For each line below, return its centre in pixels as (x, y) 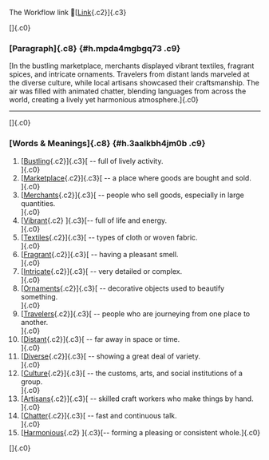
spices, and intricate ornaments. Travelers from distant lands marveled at (129, 74)
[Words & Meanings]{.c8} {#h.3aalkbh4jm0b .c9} (107, 144)
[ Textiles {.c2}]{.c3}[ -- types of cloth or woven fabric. (109, 237)
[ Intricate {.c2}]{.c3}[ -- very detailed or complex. (101, 271)
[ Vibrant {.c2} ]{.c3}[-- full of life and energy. (94, 220)
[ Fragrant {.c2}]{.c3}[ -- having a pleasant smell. (99, 254)
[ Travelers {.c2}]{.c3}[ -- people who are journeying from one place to (135, 313)
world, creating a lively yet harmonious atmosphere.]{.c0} (104, 100)
